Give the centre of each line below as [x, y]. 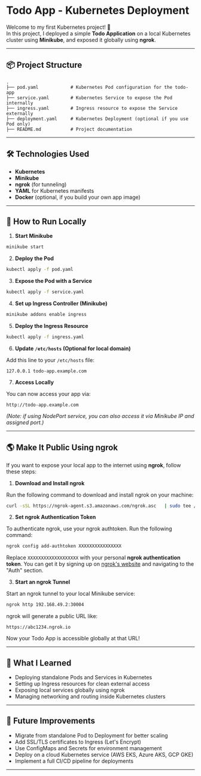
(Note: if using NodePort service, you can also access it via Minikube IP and [100, 416]
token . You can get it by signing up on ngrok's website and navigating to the [100, 564]
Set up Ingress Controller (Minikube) [61, 303]
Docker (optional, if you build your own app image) [77, 197]
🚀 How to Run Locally [46, 221]
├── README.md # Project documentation [69, 129]
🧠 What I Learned [39, 663]
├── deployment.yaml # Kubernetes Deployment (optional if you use [97, 119]
